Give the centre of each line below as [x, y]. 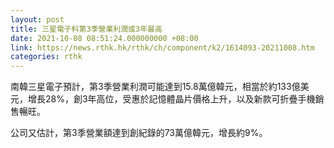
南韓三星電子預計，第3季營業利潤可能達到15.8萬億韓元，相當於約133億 [155, 87]
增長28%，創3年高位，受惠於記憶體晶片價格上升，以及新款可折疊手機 [171, 99]
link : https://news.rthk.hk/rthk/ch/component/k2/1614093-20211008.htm [162, 47]
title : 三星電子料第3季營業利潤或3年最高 [86, 29]
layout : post [37, 19]
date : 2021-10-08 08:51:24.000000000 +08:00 [104, 38]
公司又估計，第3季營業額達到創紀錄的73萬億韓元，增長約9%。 [139, 133]
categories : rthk [46, 57]
